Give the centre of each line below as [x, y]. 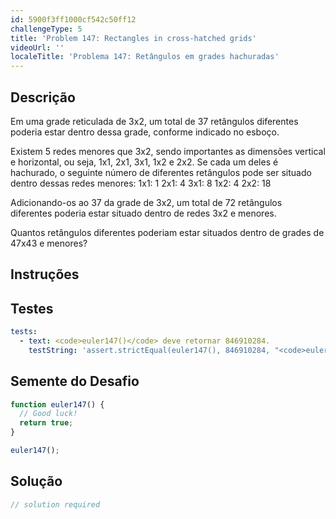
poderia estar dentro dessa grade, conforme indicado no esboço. [145, 132]
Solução [36, 481]
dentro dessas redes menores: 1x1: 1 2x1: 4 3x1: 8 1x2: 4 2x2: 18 [141, 183]
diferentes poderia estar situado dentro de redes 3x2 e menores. [143, 213]
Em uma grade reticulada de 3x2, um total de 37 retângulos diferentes [154, 121]
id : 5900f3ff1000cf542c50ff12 [73, 19]
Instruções [45, 274]
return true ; [46, 423]
